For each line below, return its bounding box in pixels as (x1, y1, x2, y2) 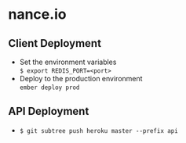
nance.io (8, 5, 67, 23)
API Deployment (8, 105, 89, 118)
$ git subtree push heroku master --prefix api (19, 127, 178, 134)
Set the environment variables (19, 57, 117, 66)
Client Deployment (8, 37, 102, 50)
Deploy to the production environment (19, 74, 143, 83)
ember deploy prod (19, 84, 80, 91)
